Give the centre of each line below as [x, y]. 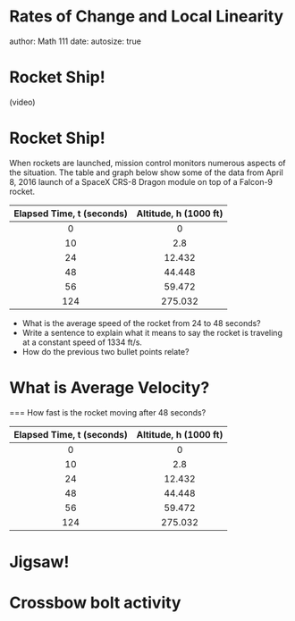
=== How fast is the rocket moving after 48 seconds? [108, 412]
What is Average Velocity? [110, 388]
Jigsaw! [39, 562]
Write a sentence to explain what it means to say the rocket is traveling [152, 332]
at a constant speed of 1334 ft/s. [82, 342]
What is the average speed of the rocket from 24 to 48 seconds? [141, 323]
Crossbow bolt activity [95, 603]
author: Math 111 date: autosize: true [75, 41]
